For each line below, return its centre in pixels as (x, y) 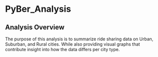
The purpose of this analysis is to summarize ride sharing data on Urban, (79, 39)
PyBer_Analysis (38, 9)
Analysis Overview (35, 27)
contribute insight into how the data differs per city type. (62, 49)
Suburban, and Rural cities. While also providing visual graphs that (73, 44)
